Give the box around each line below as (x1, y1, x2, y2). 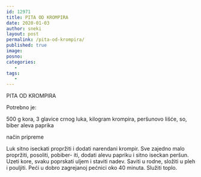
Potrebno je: (6, 104, 37, 111)
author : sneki (6, 25, 42, 32)
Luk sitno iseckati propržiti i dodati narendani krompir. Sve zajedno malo (6, 145, 185, 152)
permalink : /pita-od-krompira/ (6, 37, 85, 43)
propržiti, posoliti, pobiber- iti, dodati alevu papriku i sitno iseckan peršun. (6, 151, 189, 159)
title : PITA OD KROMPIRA (6, 14, 69, 20)
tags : (6, 70, 20, 76)
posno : (6, 53, 23, 59)
